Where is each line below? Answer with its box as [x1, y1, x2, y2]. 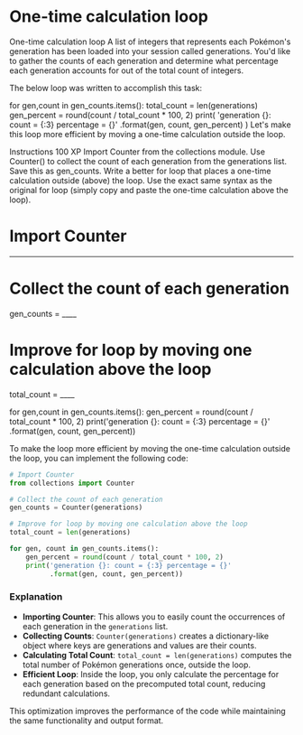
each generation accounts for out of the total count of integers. [9, 65, 244, 76]
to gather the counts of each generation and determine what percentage [9, 55, 279, 66]
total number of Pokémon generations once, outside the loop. [22, 659, 251, 670]
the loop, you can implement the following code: [9, 452, 188, 463]
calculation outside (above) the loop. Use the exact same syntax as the [9, 174, 273, 186]
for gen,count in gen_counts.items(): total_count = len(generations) [9, 99, 259, 110]
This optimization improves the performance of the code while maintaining [9, 705, 286, 716]
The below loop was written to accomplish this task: [9, 82, 203, 93]
